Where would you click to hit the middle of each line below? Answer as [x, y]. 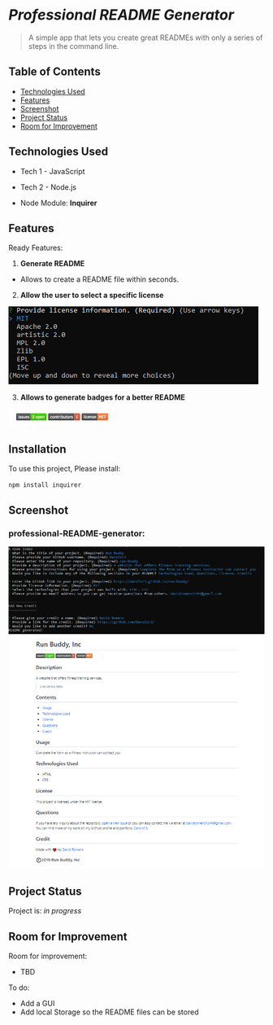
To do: [19, 988]
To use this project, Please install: [65, 469]
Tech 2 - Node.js [48, 187]
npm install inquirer [45, 485]
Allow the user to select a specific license [92, 296]
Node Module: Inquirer [58, 203]
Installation [37, 449]
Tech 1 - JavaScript [52, 171]
